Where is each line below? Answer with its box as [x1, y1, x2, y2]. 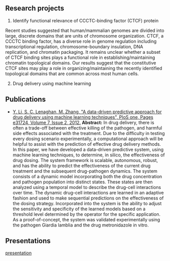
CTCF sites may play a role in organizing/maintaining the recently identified [5, 65, 162, 71]
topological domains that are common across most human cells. [5, 71, 139, 77]
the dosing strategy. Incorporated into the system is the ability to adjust [12, 200, 162, 206]
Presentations [5, 237, 51, 245]
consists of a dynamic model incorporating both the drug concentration [12, 173, 162, 179]
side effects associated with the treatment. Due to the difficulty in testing [12, 130, 165, 136]
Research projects [5, 4, 64, 13]
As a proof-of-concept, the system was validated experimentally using [12, 216, 160, 222]
